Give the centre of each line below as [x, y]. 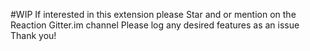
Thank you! [33, 35]
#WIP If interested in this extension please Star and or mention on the [153, 14]
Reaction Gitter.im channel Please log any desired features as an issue [155, 25]
